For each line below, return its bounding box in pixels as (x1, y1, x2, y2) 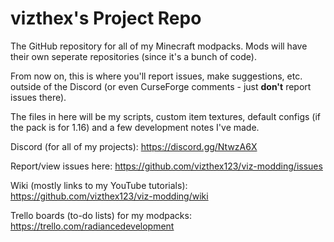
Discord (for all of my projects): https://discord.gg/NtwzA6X (10, 140, 258, 152)
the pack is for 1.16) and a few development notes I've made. (10, 121, 260, 133)
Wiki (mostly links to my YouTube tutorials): (10, 179, 188, 191)
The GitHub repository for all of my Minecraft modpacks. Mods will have (10, 40, 308, 52)
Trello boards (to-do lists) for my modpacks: (10, 209, 192, 221)
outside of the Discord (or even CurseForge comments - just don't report (10, 80, 312, 92)
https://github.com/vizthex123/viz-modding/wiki (10, 190, 209, 202)
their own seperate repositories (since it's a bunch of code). (10, 50, 257, 62)
